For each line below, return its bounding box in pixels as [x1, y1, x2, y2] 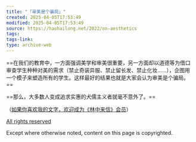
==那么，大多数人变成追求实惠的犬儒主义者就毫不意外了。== [6, 93, 156, 100]
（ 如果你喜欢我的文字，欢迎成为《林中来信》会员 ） [6, 106, 132, 113]
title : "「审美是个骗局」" [6, 8, 66, 15]
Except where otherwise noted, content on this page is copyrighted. [6, 129, 173, 136]
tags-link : [6, 36, 33, 42]
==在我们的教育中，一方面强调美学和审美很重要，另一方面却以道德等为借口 [6, 59, 191, 66]
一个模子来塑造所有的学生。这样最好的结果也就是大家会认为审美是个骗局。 [6, 74, 189, 81]
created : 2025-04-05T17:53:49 [6, 14, 82, 20]
